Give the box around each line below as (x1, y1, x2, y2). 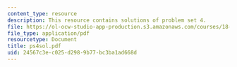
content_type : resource (7, 10, 78, 17)
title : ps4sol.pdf (7, 43, 61, 50)
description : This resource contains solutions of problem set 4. (7, 17, 207, 24)
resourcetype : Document (7, 36, 78, 43)
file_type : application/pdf (7, 29, 90, 37)
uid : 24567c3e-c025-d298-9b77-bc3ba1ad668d (7, 50, 138, 57)
